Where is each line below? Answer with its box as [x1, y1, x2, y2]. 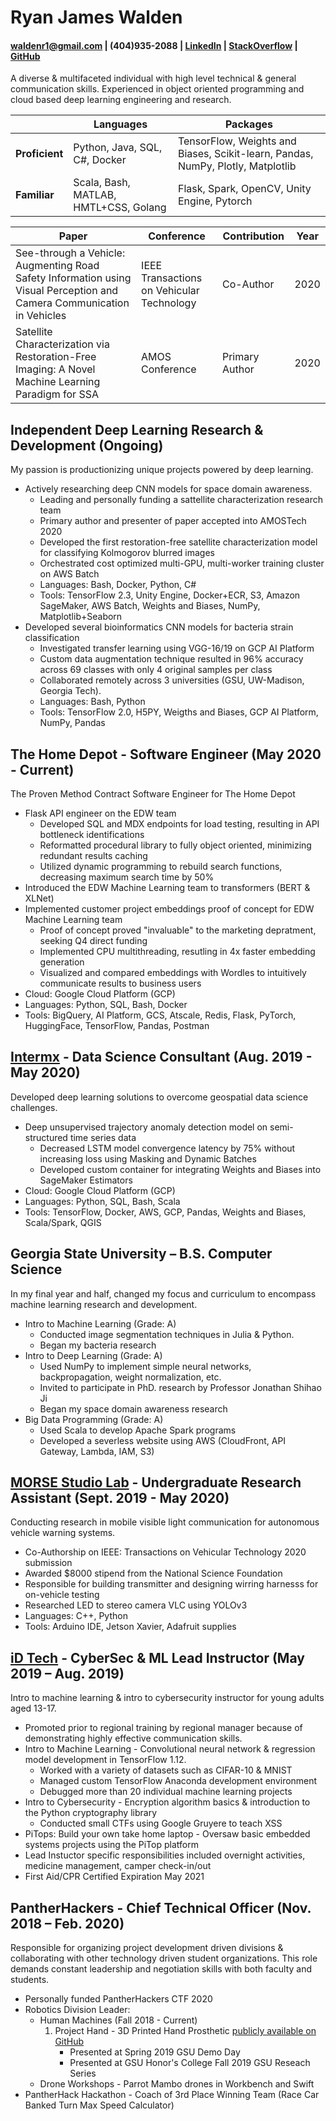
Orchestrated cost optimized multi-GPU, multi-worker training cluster [39, 557, 325, 570]
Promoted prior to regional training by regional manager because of [24, 1722, 303, 1734]
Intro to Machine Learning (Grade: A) [24, 1317, 177, 1330]
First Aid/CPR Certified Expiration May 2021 [24, 1871, 205, 1883]
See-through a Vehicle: [15, 246, 126, 260]
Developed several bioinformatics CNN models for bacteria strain [24, 621, 294, 633]
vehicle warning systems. [10, 1527, 116, 1539]
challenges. [10, 1101, 58, 1113]
